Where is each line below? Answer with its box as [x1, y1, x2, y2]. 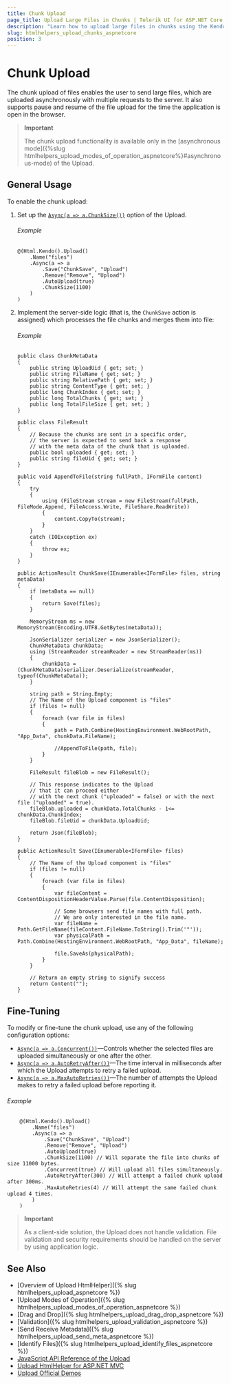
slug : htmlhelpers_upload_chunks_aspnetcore [7, 29, 137, 37]
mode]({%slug [23, 144, 65, 152]
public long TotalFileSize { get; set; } [30, 401, 150, 408]
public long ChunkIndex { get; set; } [30, 389, 141, 396]
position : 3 [7, 36, 41, 43]
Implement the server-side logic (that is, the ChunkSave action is [16, 308, 196, 317]
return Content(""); [30, 980, 89, 987]
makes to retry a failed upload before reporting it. [16, 1081, 157, 1089]
